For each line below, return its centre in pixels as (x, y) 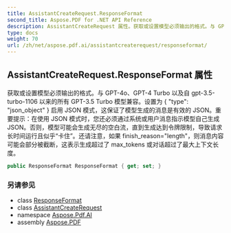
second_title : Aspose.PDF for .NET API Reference (80, 20)
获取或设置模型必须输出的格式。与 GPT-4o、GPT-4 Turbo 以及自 (99, 93)
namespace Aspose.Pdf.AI (55, 214)
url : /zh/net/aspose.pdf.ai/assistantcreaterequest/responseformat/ (107, 45)
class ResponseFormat (49, 200)
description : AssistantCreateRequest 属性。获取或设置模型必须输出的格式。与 (111, 26)
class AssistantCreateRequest (59, 208)
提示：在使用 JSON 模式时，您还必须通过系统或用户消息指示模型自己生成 (116, 118)
